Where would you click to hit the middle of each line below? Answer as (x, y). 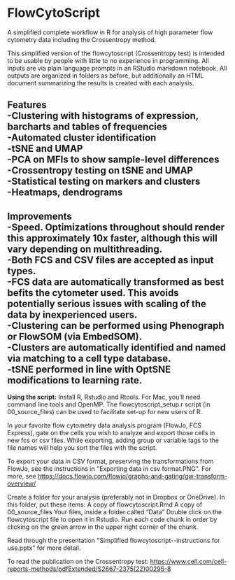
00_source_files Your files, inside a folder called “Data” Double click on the (115, 512)
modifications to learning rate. (75, 380)
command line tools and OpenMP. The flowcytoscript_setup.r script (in (109, 404)
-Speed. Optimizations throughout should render (116, 227)
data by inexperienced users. (72, 314)
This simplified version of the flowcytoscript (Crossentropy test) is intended (116, 53)
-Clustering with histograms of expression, (103, 116)
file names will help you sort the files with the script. (82, 448)
